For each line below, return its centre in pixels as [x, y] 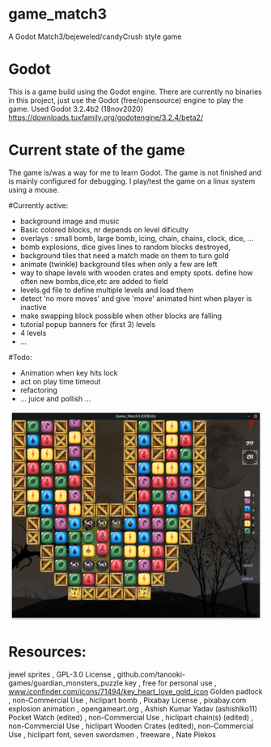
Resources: [47, 652]
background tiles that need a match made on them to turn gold [124, 255]
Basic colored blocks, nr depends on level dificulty [104, 229]
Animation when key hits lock [69, 372]
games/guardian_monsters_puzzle [66, 683]
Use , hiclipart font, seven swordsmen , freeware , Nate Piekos [112, 735]
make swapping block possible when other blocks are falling [121, 316]
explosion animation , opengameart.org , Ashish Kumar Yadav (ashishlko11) [133, 709]
